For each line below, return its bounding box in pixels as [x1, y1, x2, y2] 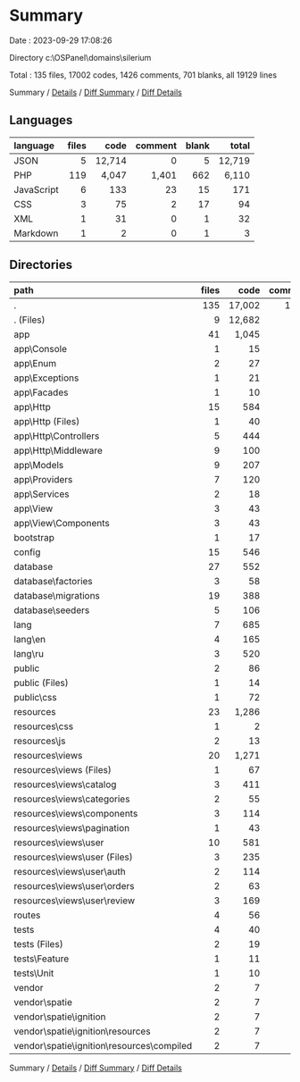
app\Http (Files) [13, 415, 80, 427]
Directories [9, 257, 73, 273]
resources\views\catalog [13, 778, 117, 791]
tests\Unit [13, 967, 54, 979]
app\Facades [13, 386, 69, 398]
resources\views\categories [13, 793, 130, 805]
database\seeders [13, 604, 90, 616]
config [13, 546, 41, 558]
